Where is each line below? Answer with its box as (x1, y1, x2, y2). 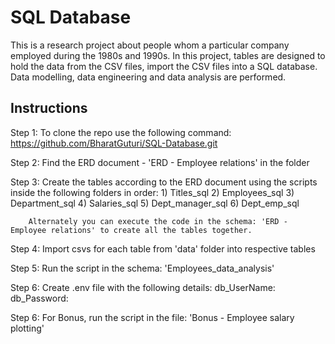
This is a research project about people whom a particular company (10, 39, 290, 51)
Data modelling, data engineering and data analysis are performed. (10, 71, 287, 83)
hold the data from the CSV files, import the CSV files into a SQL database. (10, 60, 318, 72)
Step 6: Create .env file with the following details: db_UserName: (10, 281, 276, 293)
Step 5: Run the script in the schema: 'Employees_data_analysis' (10, 262, 275, 274)
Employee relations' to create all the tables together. (10, 225, 253, 235)
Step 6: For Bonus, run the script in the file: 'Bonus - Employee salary (10, 311, 295, 323)
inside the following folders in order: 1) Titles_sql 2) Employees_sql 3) (10, 186, 295, 198)
